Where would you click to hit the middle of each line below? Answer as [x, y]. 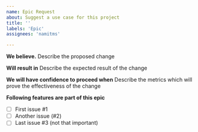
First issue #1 [31, 109]
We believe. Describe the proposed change [60, 56]
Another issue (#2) [38, 116]
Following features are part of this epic [56, 98]
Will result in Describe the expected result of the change [77, 68]
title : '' [19, 23]
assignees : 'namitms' [33, 34]
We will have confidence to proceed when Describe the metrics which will [99, 80]
